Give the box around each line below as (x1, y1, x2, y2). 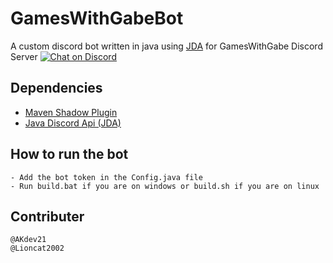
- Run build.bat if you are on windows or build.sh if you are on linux (10, 181, 320, 191)
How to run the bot (10, 146, 129, 163)
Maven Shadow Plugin (24, 106, 118, 118)
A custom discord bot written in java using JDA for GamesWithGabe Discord (10, 40, 323, 52)
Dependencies (10, 80, 103, 97)
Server (10, 50, 38, 62)
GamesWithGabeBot (10, 7, 184, 30)
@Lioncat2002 (10, 243, 65, 254)
